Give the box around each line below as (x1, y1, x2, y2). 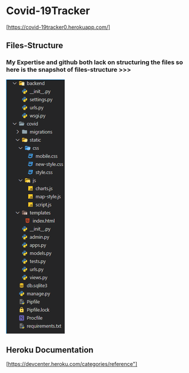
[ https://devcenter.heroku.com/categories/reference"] (6, 361, 137, 368)
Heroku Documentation (6, 345, 94, 355)
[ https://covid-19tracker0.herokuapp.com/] (6, 24, 111, 31)
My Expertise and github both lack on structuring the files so (6, 58, 184, 66)
